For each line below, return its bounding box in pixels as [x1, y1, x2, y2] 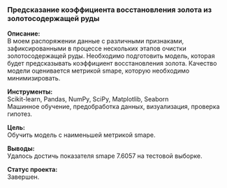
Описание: [7, 29, 41, 38]
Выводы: [7, 145, 35, 153]
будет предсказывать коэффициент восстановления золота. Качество [7, 59, 217, 68]
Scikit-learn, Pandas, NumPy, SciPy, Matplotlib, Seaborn [7, 95, 169, 103]
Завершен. [7, 173, 40, 181]
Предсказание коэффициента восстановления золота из [7, 5, 212, 15]
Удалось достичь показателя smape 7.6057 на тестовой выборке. [7, 152, 203, 160]
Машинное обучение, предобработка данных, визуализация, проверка [7, 103, 220, 111]
